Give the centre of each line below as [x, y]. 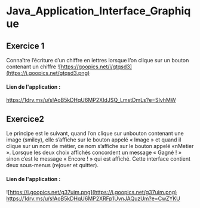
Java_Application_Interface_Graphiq [99, 11]
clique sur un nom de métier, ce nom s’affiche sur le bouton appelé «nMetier [100, 146]
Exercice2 [25, 119]
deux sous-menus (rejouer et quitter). [53, 165]
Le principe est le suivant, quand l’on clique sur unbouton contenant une [95, 134]
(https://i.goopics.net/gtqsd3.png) [48, 73]
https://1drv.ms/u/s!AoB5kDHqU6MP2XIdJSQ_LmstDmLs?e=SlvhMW [91, 100]
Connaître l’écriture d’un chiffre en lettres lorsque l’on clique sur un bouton [98, 60]
